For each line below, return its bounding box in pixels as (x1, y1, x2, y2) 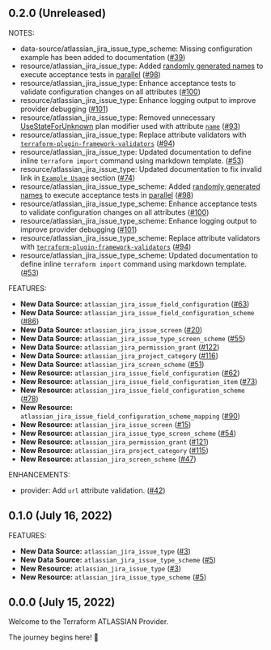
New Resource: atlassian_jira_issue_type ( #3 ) (19, 563, 182, 573)
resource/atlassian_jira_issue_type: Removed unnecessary (19, 113, 216, 122)
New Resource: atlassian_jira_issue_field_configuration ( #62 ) (19, 368, 240, 378)
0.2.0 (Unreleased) (8, 6, 107, 20)
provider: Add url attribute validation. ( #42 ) (19, 485, 166, 495)
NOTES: (8, 28, 35, 37)
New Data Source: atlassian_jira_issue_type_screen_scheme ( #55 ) (19, 333, 246, 343)
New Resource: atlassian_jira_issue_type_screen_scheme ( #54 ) (19, 428, 237, 438)
